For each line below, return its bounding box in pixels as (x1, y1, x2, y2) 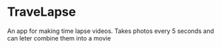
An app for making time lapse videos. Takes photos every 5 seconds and (7, 27, 214, 35)
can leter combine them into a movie (7, 34, 111, 42)
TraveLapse (7, 4, 76, 20)
